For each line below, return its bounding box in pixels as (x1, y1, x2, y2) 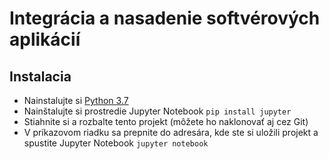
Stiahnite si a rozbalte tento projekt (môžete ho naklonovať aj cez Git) (23, 116, 309, 127)
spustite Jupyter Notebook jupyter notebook (23, 137, 209, 149)
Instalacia (9, 68, 72, 85)
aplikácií (9, 28, 81, 51)
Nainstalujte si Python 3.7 (23, 95, 129, 106)
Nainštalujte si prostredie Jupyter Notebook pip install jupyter (23, 105, 292, 117)
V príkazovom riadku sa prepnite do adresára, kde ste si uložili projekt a (23, 127, 319, 138)
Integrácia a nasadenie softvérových (9, 7, 321, 30)
